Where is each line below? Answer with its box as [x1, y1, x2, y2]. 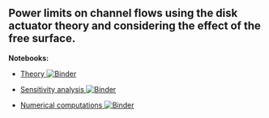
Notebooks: [8, 53, 49, 63]
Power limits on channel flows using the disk [8, 6, 238, 20]
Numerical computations [19, 100, 103, 110]
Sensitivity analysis [19, 84, 85, 94]
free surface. [8, 32, 76, 45]
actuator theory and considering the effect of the [8, 19, 261, 33]
